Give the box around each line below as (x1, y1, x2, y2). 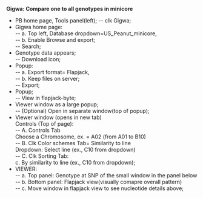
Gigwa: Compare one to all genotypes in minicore (6, 5, 133, 12)
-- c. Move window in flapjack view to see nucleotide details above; (15, 185, 184, 192)
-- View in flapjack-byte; (15, 94, 76, 101)
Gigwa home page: (15, 24, 62, 30)
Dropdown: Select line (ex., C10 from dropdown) (15, 146, 136, 153)
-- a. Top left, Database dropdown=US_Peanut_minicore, (15, 30, 158, 37)
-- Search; (15, 43, 41, 50)
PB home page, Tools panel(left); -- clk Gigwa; (15, 17, 131, 24)
